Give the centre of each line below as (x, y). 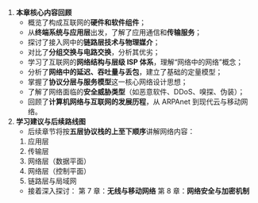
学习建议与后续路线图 (50, 121)
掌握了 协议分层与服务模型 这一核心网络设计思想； (108, 82)
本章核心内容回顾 (44, 12)
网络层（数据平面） (59, 161)
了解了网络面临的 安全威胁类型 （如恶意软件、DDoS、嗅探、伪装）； (136, 92)
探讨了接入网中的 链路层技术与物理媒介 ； (94, 42)
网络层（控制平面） (59, 171)
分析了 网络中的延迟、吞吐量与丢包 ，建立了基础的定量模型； (125, 72)
